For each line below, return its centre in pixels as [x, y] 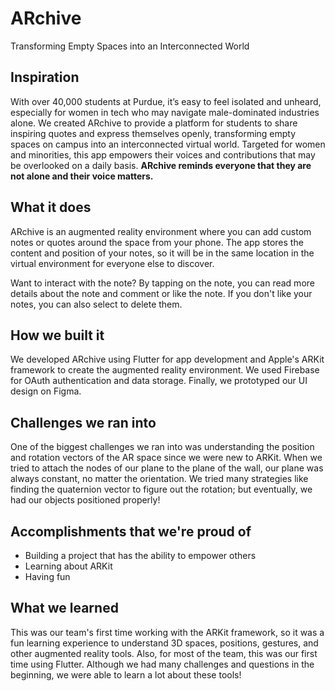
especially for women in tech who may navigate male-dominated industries [165, 112]
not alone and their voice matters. [82, 176]
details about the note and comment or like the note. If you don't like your [161, 293]
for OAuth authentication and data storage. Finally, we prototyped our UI [159, 381]
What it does [51, 207]
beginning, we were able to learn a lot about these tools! [126, 674]
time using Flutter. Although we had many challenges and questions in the [162, 664]
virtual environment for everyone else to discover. [112, 263]
